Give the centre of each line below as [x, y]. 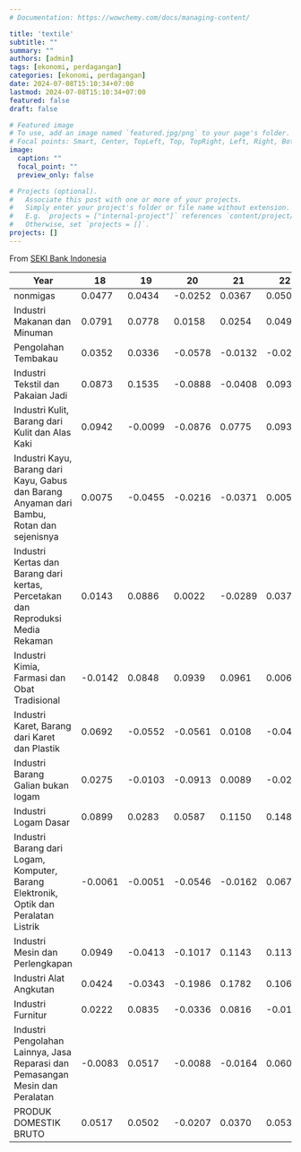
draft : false [34, 108]
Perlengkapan [43, 963]
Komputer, [36, 870]
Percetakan [38, 595]
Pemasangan [41, 1074]
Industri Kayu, [43, 458]
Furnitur [30, 1015]
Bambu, [30, 514]
